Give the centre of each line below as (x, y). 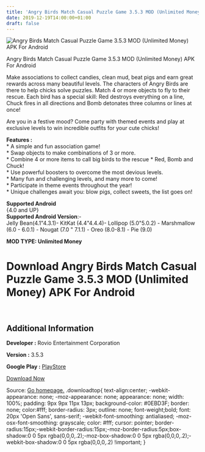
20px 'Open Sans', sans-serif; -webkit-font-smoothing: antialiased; (91, 417)
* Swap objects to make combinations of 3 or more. (71, 153)
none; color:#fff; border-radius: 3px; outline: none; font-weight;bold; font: (99, 410)
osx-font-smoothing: (32, 423)
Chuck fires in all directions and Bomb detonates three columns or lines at (99, 103)
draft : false (23, 23)
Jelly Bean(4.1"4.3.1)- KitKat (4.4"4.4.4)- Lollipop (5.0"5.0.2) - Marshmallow (101, 223)
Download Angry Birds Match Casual (102, 266)
